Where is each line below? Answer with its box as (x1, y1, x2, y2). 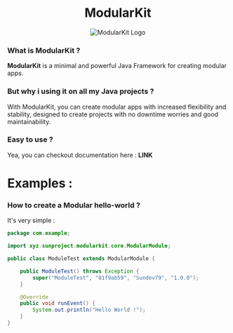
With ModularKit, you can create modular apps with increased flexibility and (7, 102, 227, 111)
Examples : (7, 175, 73, 191)
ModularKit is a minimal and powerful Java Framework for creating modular (7, 62, 227, 70)
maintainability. (7, 117, 51, 125)
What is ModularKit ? (7, 46, 81, 55)
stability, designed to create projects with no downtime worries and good (7, 110, 219, 118)
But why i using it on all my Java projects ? (7, 86, 154, 96)
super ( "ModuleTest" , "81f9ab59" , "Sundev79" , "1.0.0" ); (32, 274, 199, 281)
